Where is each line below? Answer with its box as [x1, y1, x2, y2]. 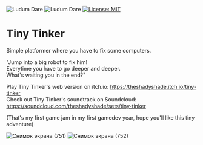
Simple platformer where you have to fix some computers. [6, 47, 151, 54]
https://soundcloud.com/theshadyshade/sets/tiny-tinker [6, 102, 147, 109]
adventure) [6, 120, 34, 127]
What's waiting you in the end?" [6, 71, 86, 79]
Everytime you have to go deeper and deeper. [6, 65, 121, 72]
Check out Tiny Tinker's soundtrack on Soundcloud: [6, 95, 137, 103]
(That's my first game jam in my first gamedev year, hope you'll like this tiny [6, 114, 195, 121]
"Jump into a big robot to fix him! [6, 58, 88, 66]
